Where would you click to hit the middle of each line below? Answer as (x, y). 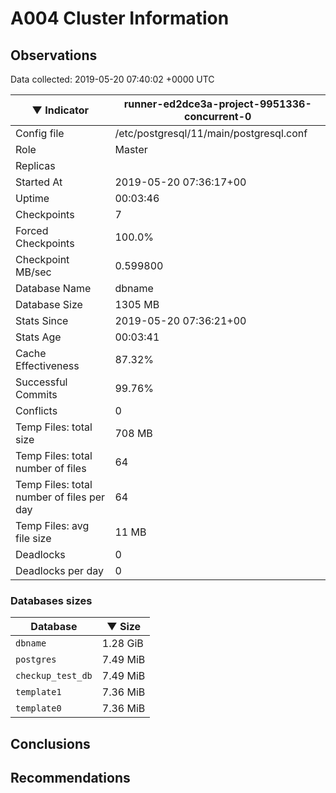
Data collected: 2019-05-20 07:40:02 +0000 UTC (112, 79)
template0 (38, 708)
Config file (40, 133)
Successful (41, 382)
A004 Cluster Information (120, 18)
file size (33, 538)
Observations (54, 55)
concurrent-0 (218, 116)
